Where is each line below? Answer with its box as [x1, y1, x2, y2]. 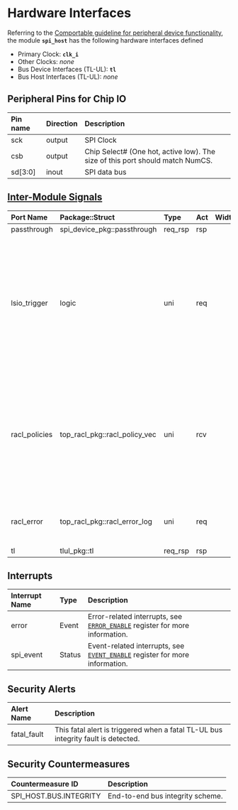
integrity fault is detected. [54, 734, 140, 744]
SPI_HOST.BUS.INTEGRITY [11, 791, 101, 801]
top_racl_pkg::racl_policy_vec [59, 429, 157, 439]
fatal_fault [11, 730, 44, 740]
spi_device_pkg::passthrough [59, 224, 157, 234]
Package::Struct [59, 212, 115, 222]
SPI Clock [84, 135, 117, 145]
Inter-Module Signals [7, 191, 103, 203]
